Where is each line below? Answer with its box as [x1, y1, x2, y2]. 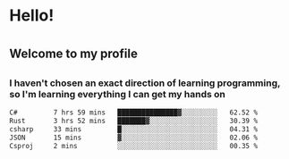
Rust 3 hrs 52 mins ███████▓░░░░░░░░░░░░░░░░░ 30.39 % [9, 117, 258, 126]
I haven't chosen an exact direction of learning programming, [9, 77, 281, 89]
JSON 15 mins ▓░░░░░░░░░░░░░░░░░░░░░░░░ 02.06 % [9, 133, 258, 142]
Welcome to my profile [9, 46, 139, 62]
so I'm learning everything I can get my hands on [9, 88, 226, 100]
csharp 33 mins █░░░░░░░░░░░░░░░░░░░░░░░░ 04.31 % [9, 124, 258, 134]
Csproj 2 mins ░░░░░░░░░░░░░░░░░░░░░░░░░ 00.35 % [9, 141, 258, 150]
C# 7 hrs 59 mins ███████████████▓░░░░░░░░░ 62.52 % [9, 108, 258, 117]
